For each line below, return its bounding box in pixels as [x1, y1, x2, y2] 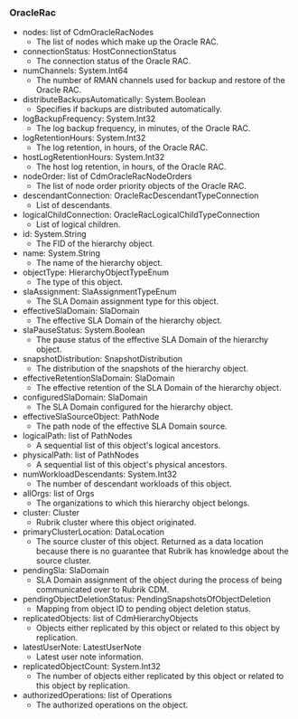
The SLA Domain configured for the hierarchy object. [35, 402, 233, 412]
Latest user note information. [35, 651, 144, 662]
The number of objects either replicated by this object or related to [35, 671, 284, 682]
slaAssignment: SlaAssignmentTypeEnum [22, 287, 178, 298]
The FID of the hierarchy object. [35, 238, 155, 250]
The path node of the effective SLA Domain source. [35, 421, 228, 431]
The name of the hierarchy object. [35, 258, 163, 269]
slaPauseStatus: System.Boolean [22, 325, 145, 336]
